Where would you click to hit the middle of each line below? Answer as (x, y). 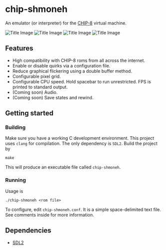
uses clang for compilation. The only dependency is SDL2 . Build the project (82, 144)
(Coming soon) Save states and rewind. (53, 97)
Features (19, 48)
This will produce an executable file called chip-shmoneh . (63, 167)
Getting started (29, 113)
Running (16, 180)
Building (15, 127)
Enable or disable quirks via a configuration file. (61, 65)
